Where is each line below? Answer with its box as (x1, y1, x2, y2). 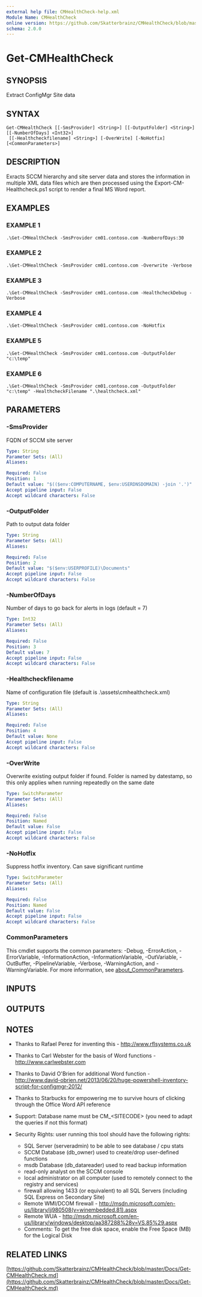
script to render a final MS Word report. (48, 185, 146, 193)
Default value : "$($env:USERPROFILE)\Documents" (6, 565, 130, 572)
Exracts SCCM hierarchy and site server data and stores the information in (6, 173, 191, 180)
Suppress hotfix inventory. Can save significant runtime (6, 863, 144, 870)
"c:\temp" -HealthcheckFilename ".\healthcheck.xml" (6, 389, 141, 395)
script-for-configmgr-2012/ (14, 1083, 82, 1090)
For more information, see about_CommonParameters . (50, 966, 185, 973)
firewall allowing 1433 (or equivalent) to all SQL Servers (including (23, 1187, 188, 1195)
